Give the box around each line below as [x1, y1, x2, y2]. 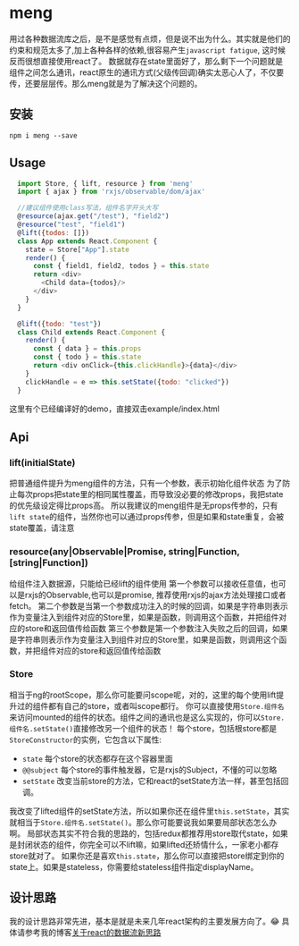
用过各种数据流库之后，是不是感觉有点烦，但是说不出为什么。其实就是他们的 [9, 33, 291, 44]
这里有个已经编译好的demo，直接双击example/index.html [9, 403, 220, 414]
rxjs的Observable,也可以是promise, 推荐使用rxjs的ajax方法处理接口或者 [24, 589, 287, 600]
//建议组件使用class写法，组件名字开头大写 [17, 204, 159, 213]
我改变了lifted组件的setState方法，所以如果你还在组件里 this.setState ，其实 [9, 806, 290, 816]
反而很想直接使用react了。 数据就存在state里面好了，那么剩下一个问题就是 [9, 55, 284, 66]
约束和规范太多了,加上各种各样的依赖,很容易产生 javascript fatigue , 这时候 [9, 44, 286, 55]
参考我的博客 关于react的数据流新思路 [24, 926, 162, 937]
